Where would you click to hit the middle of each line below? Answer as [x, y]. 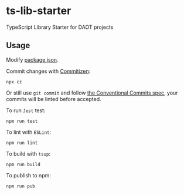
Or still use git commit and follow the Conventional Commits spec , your [92, 93]
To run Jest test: [26, 110]
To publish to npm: [29, 175]
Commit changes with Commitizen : [48, 71]
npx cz [14, 82]
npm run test [22, 121]
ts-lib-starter [39, 11]
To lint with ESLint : [29, 132]
